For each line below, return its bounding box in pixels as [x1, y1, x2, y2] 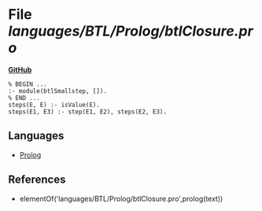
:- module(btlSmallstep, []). [8, 87, 108, 95]
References [8, 173, 66, 187]
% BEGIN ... [8, 80, 47, 88]
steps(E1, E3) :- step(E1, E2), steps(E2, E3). [8, 108, 168, 116]
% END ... [8, 94, 41, 102]
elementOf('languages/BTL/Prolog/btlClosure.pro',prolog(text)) [19, 194, 223, 203]
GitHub [8, 65, 32, 74]
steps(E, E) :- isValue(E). [8, 101, 101, 109]
